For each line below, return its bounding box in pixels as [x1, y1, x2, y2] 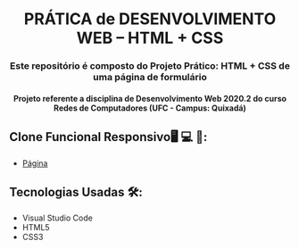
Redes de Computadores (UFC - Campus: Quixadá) [53, 103, 247, 113]
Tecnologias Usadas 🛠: [9, 184, 143, 200]
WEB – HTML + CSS [76, 28, 224, 48]
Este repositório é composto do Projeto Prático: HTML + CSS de [10, 60, 290, 72]
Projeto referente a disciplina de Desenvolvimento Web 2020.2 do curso [12, 93, 287, 104]
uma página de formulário [93, 71, 207, 84]
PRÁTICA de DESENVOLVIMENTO [23, 9, 277, 29]
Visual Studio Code [21, 212, 94, 223]
